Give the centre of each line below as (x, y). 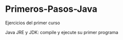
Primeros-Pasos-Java (51, 9)
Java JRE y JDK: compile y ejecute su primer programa (62, 32)
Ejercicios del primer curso (33, 23)
